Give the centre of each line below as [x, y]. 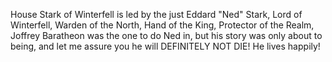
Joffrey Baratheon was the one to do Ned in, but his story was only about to [166, 35]
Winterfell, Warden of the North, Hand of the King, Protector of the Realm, [162, 25]
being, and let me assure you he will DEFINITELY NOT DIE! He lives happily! [165, 46]
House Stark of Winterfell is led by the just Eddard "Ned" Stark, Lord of [156, 14]
